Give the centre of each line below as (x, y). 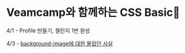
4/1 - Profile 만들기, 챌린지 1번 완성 (48, 30)
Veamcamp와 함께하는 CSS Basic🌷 (93, 12)
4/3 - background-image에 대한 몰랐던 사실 (60, 43)
